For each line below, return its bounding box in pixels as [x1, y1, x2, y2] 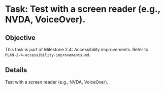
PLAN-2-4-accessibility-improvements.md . [5, 52, 91, 58]
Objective [5, 33, 36, 42]
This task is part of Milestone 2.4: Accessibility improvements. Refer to [5, 47, 149, 52]
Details [5, 66, 27, 74]
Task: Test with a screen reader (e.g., [5, 3, 161, 15]
